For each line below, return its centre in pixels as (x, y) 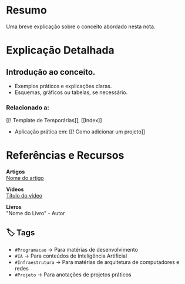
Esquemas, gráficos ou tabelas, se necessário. (71, 92)
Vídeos (15, 189)
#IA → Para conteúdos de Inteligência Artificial (71, 256)
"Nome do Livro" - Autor (36, 213)
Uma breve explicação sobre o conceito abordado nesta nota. (81, 26)
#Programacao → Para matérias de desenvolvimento (76, 249)
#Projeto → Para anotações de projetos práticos (73, 275)
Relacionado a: (28, 108)
